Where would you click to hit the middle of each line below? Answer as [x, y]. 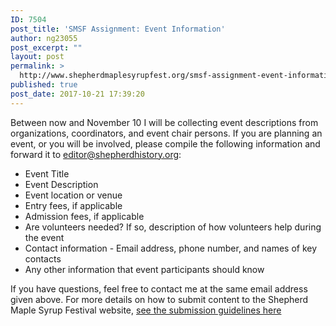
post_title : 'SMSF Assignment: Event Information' [118, 29]
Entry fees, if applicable [73, 205]
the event [44, 237]
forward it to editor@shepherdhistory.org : [96, 154]
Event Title [47, 173]
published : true [44, 85]
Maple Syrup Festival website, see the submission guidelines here [146, 310]
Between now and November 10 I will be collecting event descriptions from [164, 122]
